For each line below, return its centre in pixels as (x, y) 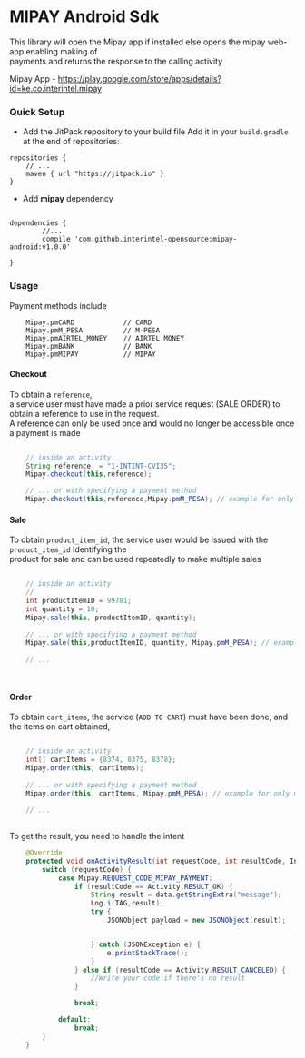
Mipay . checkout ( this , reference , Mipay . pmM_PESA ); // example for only (160, 499)
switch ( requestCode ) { (87, 869)
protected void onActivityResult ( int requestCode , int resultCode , (156, 861)
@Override (44, 853)
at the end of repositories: (71, 142)
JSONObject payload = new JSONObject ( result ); (196, 920)
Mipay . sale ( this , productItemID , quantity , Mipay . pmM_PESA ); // (148, 643)
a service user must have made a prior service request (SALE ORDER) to (145, 404)
